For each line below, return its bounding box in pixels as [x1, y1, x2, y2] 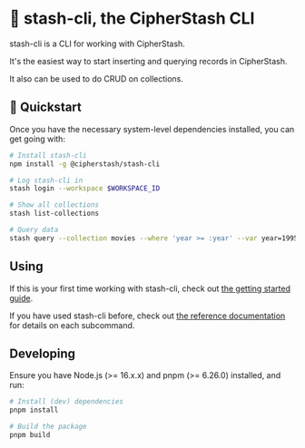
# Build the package [9, 422, 88, 432]
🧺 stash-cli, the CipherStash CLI [9, 8, 255, 29]
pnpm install [9, 405, 59, 415]
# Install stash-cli [9, 151, 88, 160]
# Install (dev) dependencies [9, 397, 124, 406]
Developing [9, 346, 75, 361]
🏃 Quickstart [9, 100, 82, 115]
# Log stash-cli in [9, 176, 84, 185]
